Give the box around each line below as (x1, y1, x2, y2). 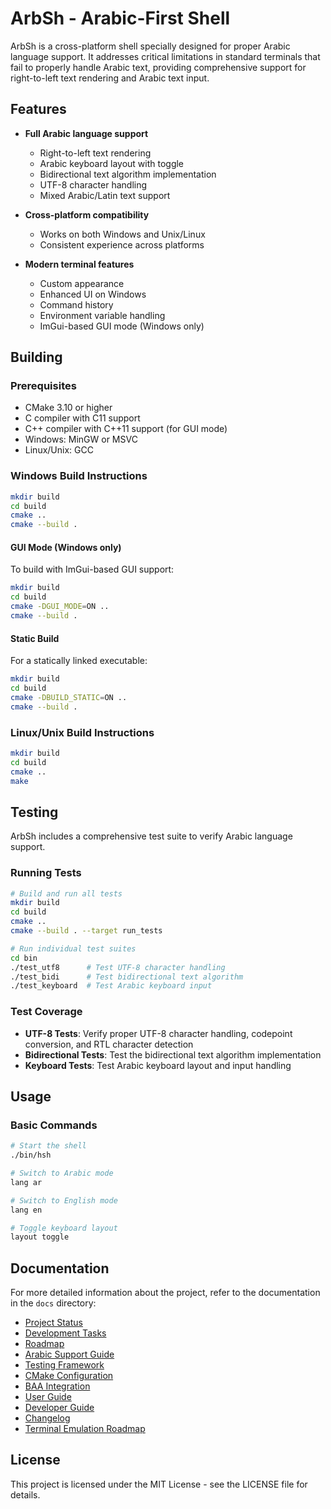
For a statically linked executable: (10, 655, 148, 667)
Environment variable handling (39, 309, 166, 321)
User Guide (24, 1391, 72, 1403)
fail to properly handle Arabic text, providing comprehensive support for (10, 61, 307, 73)
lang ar (10, 1177, 43, 1187)
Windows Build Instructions (10, 469, 148, 483)
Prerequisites (10, 379, 77, 393)
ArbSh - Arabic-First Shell (10, 7, 231, 30)
